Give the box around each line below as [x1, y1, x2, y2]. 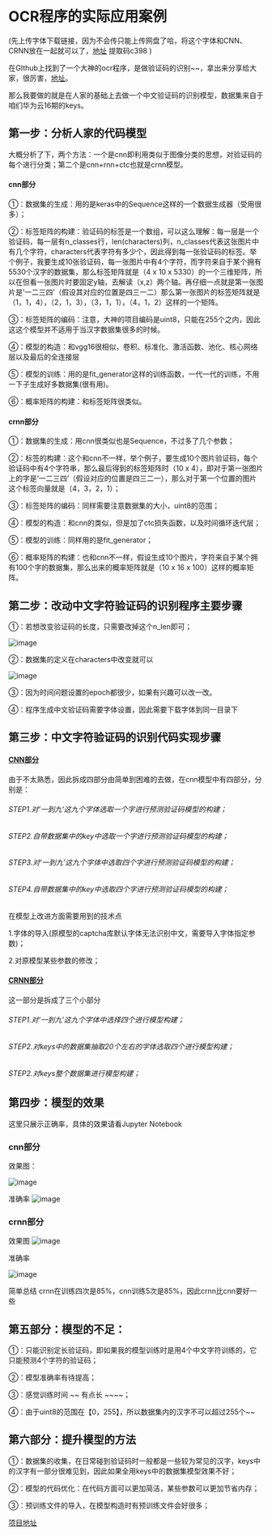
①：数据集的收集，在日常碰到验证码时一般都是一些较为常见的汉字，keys [8, 1456, 253, 1465]
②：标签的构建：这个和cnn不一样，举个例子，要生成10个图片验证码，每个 [8, 453, 258, 463]
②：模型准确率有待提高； [8, 1373, 97, 1383]
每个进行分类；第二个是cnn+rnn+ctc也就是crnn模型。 [8, 159, 188, 169]
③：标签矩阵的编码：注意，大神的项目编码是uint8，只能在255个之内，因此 [8, 314, 261, 324]
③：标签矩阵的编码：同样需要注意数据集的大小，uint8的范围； [8, 501, 220, 511]
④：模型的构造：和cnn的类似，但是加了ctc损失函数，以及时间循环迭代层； [8, 518, 261, 528]
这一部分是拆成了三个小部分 [8, 995, 101, 1005]
